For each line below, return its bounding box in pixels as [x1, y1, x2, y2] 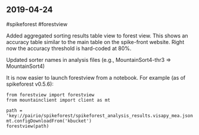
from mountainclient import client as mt [6, 97, 111, 103]
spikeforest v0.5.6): [6, 80, 54, 87]
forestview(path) [6, 123, 49, 129]
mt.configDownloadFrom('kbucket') [6, 118, 92, 124]
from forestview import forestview [6, 92, 95, 98]
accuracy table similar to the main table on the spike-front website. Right [6, 38, 185, 45]
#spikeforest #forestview [6, 20, 68, 27]
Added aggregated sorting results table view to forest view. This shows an [6, 32, 189, 39]
